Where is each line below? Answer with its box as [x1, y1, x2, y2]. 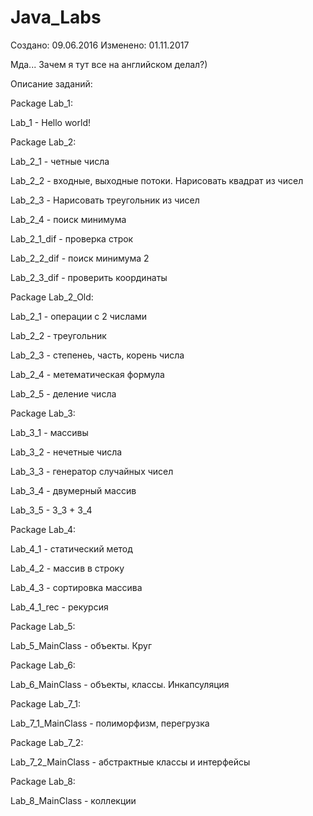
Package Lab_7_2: [10, 736, 84, 748]
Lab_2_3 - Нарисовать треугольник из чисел [10, 194, 200, 206]
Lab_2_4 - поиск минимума [10, 213, 127, 225]
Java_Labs [10, 6, 102, 29]
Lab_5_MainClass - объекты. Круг [10, 639, 153, 651]
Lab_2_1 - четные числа [10, 155, 110, 167]
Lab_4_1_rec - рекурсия [10, 601, 109, 613]
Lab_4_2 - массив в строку [10, 562, 125, 574]
